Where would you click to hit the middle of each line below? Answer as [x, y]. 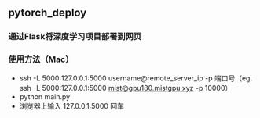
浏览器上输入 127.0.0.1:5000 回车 [71, 105]
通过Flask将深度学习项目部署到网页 [75, 37]
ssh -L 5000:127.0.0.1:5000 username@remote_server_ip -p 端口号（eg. [136, 78]
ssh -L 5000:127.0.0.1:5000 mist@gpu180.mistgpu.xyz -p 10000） [126, 88]
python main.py [45, 96]
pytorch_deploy [48, 13]
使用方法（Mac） [41, 59]
